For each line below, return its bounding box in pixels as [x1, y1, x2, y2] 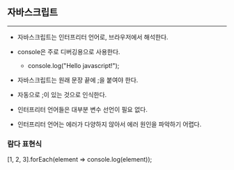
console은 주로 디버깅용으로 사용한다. [17, 47, 120, 56]
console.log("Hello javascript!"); [27, 61, 120, 69]
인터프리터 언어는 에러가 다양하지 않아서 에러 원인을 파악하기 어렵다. [17, 120, 202, 128]
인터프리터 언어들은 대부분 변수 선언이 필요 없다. [17, 105, 148, 113]
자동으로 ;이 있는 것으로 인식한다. [17, 90, 107, 99]
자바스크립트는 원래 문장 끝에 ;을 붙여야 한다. [17, 76, 139, 84]
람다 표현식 [7, 139, 42, 148]
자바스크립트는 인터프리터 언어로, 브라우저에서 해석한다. [17, 33, 169, 41]
